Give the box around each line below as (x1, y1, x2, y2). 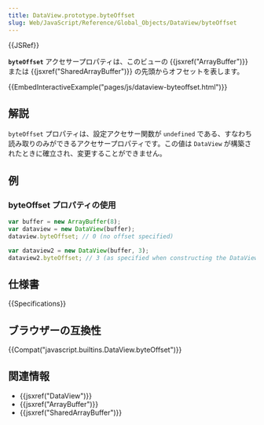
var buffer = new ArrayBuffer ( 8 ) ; (8, 218, 122, 225)
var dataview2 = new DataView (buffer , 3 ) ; (8, 247, 149, 255)
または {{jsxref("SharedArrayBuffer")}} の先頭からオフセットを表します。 (8, 66, 244, 75)
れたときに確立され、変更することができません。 (8, 148, 167, 158)
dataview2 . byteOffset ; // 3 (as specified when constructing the (8, 254, 226, 262)
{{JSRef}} (8, 40, 39, 49)
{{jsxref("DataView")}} (19, 390, 93, 401)
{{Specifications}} (8, 299, 67, 309)
